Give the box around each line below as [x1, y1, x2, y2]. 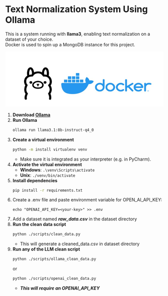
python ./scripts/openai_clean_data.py [12, 276, 97, 281]
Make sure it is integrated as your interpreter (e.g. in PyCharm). [20, 156, 151, 162]
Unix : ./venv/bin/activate [20, 172, 75, 178]
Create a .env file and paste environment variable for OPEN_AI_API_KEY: [12, 197, 162, 203]
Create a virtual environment [12, 136, 74, 142]
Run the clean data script [12, 221, 66, 228]
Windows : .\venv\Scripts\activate [20, 167, 95, 173]
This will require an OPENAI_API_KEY [20, 285, 100, 291]
